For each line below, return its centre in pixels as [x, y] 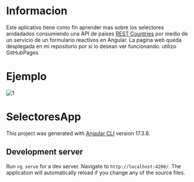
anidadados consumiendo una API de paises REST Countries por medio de [97, 33]
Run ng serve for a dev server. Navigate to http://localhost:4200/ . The [94, 166]
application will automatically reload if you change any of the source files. [96, 173]
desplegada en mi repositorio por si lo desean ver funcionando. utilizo [91, 46]
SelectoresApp [44, 117]
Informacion [37, 11]
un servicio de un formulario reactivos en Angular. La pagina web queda [94, 40]
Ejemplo [27, 77]
